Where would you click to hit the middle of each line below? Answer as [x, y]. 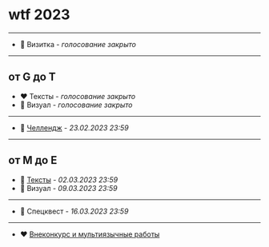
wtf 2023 [39, 15]
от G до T [32, 77]
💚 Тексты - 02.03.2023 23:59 [69, 179]
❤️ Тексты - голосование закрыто [78, 96]
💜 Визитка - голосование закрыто [78, 44]
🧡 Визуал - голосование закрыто [76, 105]
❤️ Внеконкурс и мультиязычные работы [90, 234]
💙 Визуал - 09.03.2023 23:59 [68, 188]
